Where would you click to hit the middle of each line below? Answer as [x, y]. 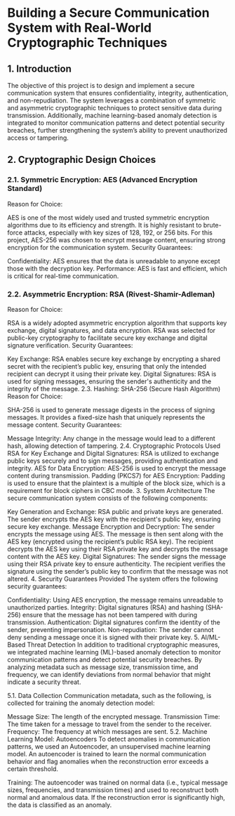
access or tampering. [38, 138]
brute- [213, 225]
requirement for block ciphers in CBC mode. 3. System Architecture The [111, 490]
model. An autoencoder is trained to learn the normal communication [107, 754]
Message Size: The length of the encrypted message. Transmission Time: [114, 716]
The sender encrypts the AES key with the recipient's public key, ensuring [114, 519]
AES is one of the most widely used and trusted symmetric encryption [108, 217]
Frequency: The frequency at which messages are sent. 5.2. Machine [107, 731]
